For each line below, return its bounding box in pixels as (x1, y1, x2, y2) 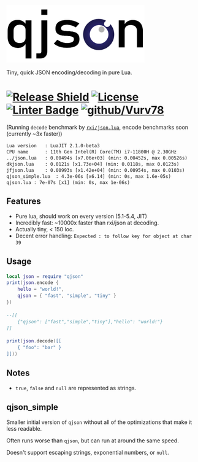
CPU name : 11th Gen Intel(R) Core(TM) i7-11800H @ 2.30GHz (6, 148, 177, 155)
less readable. (6, 425, 42, 432)
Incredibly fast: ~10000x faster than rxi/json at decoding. (15, 219, 159, 226)
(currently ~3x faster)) (6, 130, 63, 137)
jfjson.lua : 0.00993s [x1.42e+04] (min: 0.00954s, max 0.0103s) (6, 167, 185, 173)
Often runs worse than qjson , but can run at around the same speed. (6, 437, 179, 444)
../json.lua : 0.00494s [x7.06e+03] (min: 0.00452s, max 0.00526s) (6, 155, 188, 161)
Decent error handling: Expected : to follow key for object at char (15, 232, 192, 239)
